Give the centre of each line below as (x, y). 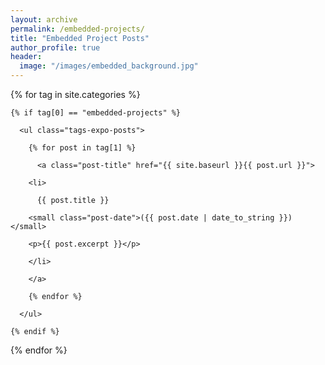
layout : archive (44, 19)
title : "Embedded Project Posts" (80, 38)
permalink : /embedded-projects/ (77, 29)
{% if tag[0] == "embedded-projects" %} (96, 113)
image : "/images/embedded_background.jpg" (109, 66)
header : (26, 57)
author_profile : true (55, 47)
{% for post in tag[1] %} (82, 148)
